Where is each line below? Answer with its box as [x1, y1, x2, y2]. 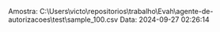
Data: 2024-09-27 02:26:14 [119, 15, 210, 24]
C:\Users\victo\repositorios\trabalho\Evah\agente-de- [39, 7, 214, 16]
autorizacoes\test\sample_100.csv [8, 15, 119, 24]
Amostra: [8, 7, 38, 16]
